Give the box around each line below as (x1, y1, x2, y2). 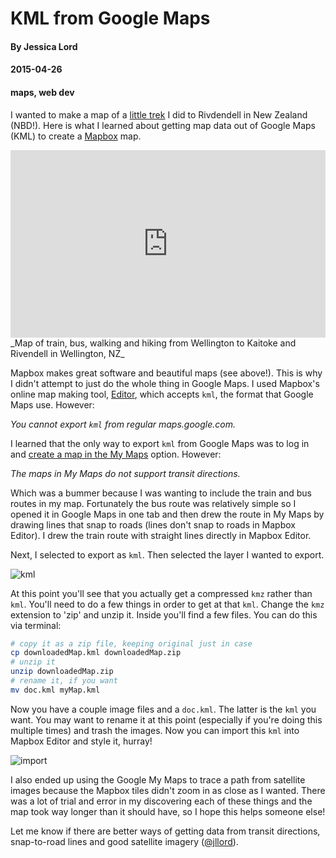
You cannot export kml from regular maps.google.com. (10, 418, 237, 430)
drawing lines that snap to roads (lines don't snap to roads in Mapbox (10, 518, 296, 531)
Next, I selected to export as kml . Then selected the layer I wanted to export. (10, 548, 325, 561)
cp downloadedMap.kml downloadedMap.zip (10, 648, 182, 658)
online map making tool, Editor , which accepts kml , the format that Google (10, 388, 314, 400)
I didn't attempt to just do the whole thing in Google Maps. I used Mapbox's (10, 377, 320, 389)
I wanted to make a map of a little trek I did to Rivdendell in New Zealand (10, 108, 308, 121)
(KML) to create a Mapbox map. (10, 130, 142, 142)
